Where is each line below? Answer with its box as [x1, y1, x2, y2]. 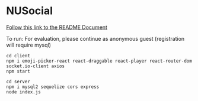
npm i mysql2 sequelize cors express [6, 84, 100, 90]
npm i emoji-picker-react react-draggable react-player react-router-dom [6, 58, 193, 64]
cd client [6, 53, 31, 58]
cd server [6, 79, 31, 84]
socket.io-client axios [6, 63, 65, 69]
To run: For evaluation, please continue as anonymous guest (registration [6, 35, 185, 42]
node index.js [6, 89, 41, 95]
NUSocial [6, 4, 53, 18]
